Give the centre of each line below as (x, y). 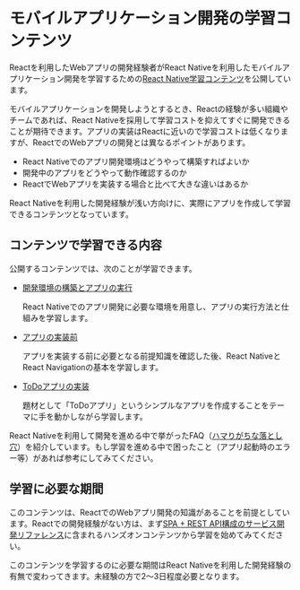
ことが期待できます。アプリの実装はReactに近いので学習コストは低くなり (145, 131)
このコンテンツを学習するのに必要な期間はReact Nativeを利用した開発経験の (150, 565)
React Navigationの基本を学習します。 (93, 367)
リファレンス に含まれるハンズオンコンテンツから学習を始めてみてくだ (146, 534)
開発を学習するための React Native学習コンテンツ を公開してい (177, 78)
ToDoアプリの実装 (56, 386)
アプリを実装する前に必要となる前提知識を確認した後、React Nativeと (151, 356)
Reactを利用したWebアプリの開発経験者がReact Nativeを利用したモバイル (146, 67)
